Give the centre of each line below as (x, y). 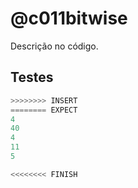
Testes (32, 77)
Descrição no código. (54, 46)
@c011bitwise (69, 18)
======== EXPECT (44, 110)
